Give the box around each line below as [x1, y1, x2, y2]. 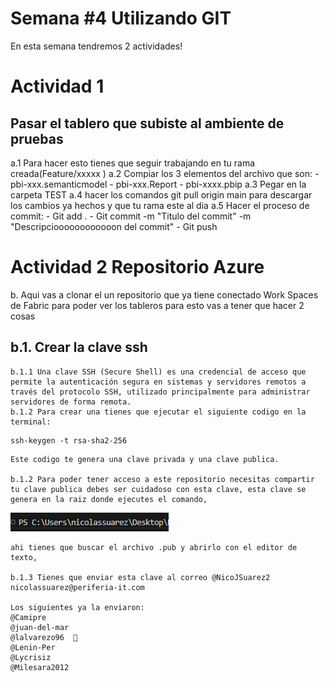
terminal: [10, 417, 52, 427]
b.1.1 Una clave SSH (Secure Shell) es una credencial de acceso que [10, 367, 307, 377]
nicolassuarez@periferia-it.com [10, 582, 145, 592]
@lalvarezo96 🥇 [10, 632, 78, 642]
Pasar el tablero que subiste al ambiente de [10, 115, 285, 132]
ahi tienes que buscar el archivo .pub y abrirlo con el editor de [10, 542, 298, 552]
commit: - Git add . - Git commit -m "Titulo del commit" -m [10, 210, 252, 222]
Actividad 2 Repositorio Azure [10, 256, 265, 279]
